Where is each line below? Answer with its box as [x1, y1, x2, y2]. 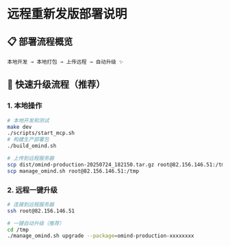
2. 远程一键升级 [7, 185, 58, 195]
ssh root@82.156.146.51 [7, 207, 75, 214]
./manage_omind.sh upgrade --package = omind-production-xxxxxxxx [7, 232, 194, 240]
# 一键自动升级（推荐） [7, 220, 65, 227]
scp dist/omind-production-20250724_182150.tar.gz [7, 161, 155, 168]
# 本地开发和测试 [7, 117, 49, 124]
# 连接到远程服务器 [7, 201, 55, 208]
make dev [7, 123, 32, 130]
